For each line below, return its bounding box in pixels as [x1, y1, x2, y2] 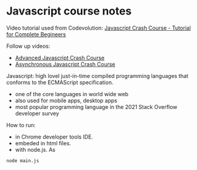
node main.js [6, 157, 40, 164]
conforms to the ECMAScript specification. [6, 79, 114, 86]
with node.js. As [15, 146, 56, 153]
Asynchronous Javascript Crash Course [15, 60, 116, 68]
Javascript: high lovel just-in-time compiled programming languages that [6, 72, 188, 79]
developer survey [15, 110, 60, 117]
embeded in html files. [15, 139, 71, 146]
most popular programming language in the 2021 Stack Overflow [15, 103, 178, 110]
